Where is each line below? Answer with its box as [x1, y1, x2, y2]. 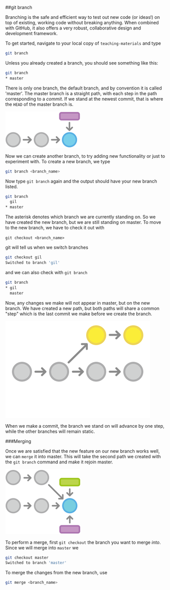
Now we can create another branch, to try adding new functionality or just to [5, 153, 165, 159]
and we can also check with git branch [5, 269, 88, 275]
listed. [5, 183, 18, 190]
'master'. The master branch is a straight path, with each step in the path [5, 90, 157, 96]
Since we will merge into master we [5, 544, 79, 551]
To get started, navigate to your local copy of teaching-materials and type [5, 40, 161, 46]
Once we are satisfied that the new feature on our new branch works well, [5, 448, 160, 454]
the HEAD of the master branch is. [5, 101, 74, 107]
